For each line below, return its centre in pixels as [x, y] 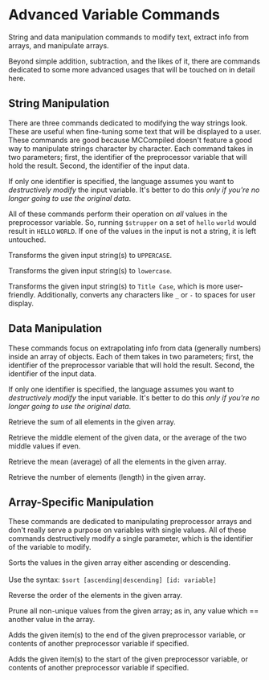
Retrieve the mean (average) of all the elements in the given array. [118, 461]
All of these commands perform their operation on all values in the [118, 214]
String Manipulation [59, 103]
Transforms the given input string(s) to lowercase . [90, 270]
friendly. [22, 294]
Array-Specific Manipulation [81, 502]
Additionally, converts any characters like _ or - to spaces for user [146, 294]
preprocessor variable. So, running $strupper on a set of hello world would [132, 222]
